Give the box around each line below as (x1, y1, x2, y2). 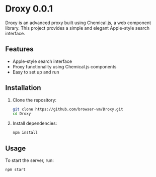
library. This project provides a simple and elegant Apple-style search (5, 25, 150, 31)
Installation (5, 83, 41, 92)
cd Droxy (12, 111, 31, 116)
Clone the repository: (12, 97, 57, 103)
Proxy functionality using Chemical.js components (12, 63, 117, 69)
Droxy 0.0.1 (5, 3, 53, 15)
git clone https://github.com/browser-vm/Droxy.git (12, 107, 123, 112)
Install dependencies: (12, 120, 57, 126)
